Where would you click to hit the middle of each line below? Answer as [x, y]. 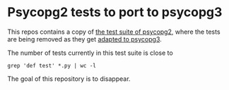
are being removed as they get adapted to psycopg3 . [85, 39]
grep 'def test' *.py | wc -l [52, 65]
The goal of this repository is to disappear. [69, 79]
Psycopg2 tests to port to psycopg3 [115, 12]
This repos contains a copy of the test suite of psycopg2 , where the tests [114, 32]
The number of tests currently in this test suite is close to [90, 53]
